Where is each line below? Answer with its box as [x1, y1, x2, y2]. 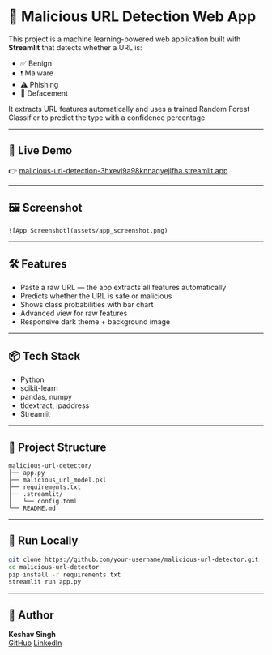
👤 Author [8, 608, 54, 622]
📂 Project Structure [8, 440, 107, 454]
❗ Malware [19, 68, 54, 78]
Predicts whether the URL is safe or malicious [19, 291, 172, 301]
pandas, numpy [19, 392, 73, 402]
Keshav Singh [8, 630, 57, 640]
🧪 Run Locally [8, 534, 79, 548]
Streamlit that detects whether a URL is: [8, 42, 143, 52]
